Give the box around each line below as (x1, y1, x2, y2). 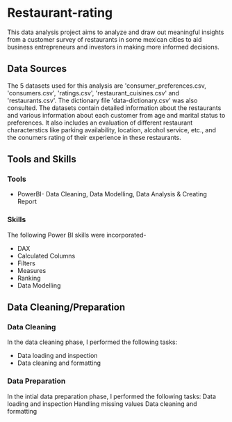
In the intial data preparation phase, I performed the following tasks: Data (7, 392, 217, 400)
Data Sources (7, 63, 67, 75)
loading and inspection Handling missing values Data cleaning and (7, 399, 197, 408)
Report (17, 197, 37, 206)
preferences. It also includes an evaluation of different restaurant (7, 118, 193, 127)
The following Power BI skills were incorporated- (7, 230, 147, 239)
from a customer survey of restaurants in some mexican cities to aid (7, 35, 202, 43)
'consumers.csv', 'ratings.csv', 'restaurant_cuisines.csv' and (7, 88, 179, 97)
